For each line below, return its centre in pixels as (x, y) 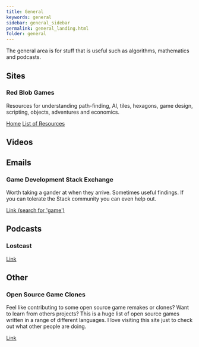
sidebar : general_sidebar (38, 23)
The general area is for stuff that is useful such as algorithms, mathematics (98, 51)
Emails (19, 162)
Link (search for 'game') (36, 210)
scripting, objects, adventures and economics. (63, 112)
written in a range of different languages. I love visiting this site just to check (99, 320)
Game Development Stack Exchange (60, 179)
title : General (25, 12)
